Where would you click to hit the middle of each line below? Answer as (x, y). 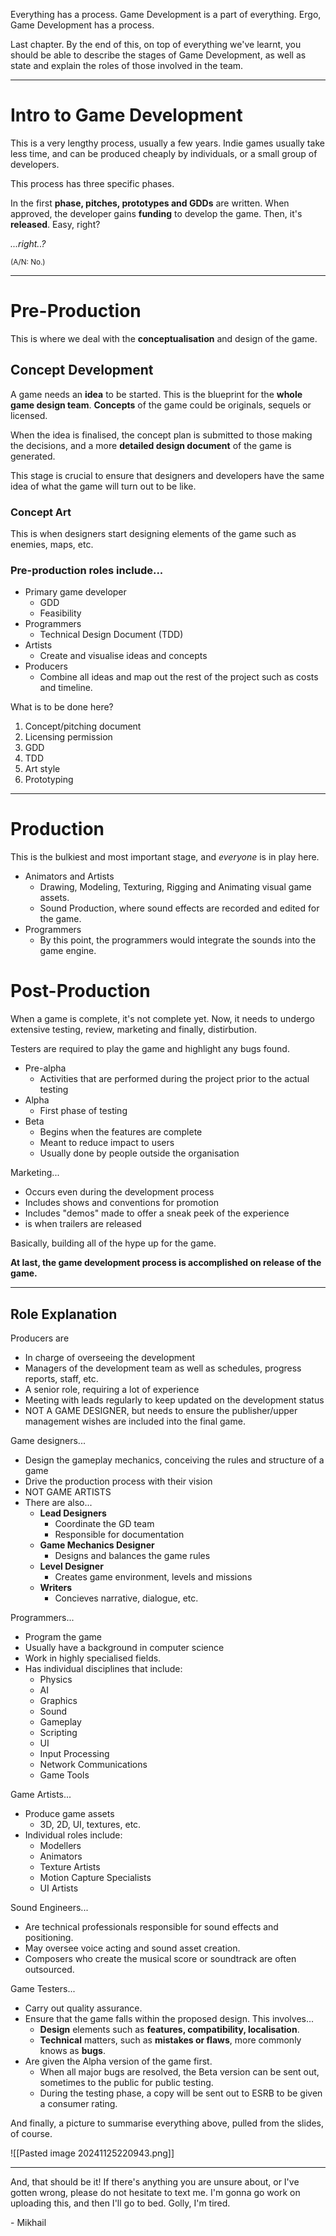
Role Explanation (64, 1314)
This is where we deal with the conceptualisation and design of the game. (164, 338)
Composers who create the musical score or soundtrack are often (160, 1958)
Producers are (40, 1338)
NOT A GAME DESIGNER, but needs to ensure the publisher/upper (161, 1410)
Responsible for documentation (119, 1534)
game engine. (68, 951)
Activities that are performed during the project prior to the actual (174, 1079)
